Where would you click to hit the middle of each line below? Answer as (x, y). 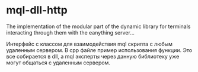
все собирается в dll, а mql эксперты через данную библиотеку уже (93, 56)
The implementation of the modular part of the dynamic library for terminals (98, 26)
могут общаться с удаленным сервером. (58, 63)
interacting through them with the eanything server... (70, 32)
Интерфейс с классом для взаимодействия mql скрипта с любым (90, 44)
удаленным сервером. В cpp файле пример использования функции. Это (99, 50)
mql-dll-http (37, 10)
